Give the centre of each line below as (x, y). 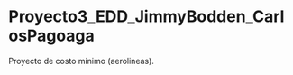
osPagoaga (52, 36)
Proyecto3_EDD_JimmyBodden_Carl (146, 17)
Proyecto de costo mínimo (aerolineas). (82, 61)
